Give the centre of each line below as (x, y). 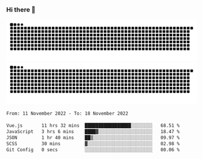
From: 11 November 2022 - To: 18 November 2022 (67, 113)
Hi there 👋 (21, 10)
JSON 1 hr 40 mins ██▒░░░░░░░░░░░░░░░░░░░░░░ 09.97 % (93, 138)
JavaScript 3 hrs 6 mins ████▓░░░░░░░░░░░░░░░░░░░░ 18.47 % (93, 131)
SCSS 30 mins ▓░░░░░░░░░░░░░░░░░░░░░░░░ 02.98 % (93, 144)
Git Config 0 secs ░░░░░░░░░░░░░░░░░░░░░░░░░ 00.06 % (93, 150)
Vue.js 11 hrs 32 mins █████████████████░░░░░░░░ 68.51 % (93, 125)
